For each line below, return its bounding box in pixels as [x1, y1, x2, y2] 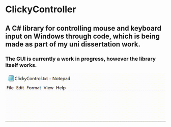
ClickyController [5, 4, 76, 15]
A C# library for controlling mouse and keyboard [5, 24, 162, 33]
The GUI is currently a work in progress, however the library [5, 55, 156, 62]
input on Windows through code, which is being [5, 32, 160, 40]
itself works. [5, 61, 37, 68]
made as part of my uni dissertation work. [5, 40, 141, 48]
